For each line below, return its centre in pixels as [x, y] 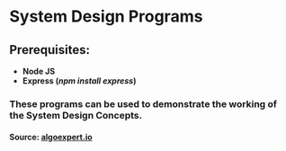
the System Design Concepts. [76, 115]
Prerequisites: [49, 50]
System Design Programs [106, 17]
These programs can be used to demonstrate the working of [143, 103]
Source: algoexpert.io [51, 137]
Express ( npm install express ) [79, 81]
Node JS [39, 71]
